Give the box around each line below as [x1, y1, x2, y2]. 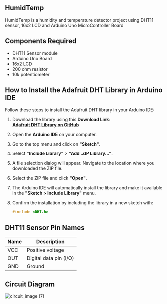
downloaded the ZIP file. [12, 165, 63, 171]
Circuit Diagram [5, 280, 55, 288]
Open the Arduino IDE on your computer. [12, 132, 97, 138]
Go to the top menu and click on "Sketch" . [12, 141, 101, 147]
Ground [26, 263, 45, 270]
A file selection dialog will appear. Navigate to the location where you [12, 160, 155, 166]
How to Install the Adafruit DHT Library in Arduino [5, 86, 163, 94]
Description [36, 238, 65, 245]
